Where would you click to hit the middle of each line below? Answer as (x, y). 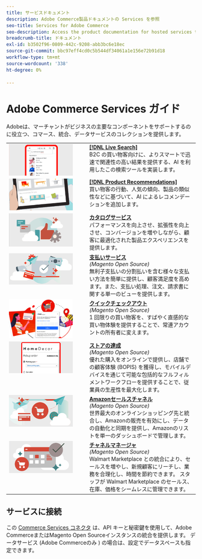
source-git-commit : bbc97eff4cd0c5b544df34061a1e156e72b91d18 (86, 51)
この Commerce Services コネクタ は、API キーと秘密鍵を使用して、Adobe (99, 527)
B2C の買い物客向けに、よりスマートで (137, 154)
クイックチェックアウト (118, 303)
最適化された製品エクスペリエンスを (144, 240)
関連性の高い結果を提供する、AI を (142, 162)
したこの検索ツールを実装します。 (136, 169)
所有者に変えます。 (128, 332)
